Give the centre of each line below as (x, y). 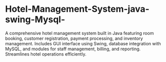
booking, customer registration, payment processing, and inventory (74, 38)
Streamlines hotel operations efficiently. (46, 54)
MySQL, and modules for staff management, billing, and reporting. (73, 49)
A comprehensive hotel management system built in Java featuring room (80, 33)
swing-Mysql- (35, 19)
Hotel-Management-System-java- (77, 9)
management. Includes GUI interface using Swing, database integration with (83, 43)
